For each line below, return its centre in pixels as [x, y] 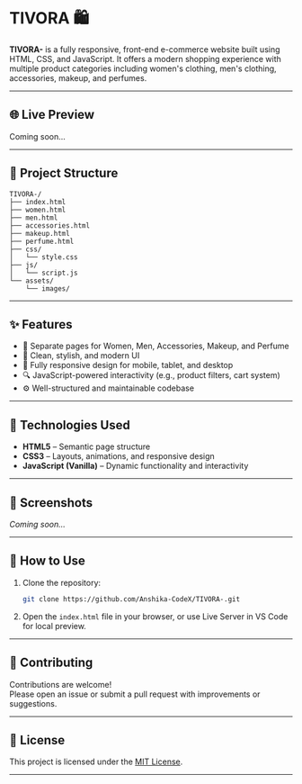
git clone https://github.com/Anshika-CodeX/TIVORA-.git [131, 599]
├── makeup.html [40, 233]
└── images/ [48, 288]
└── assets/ [31, 281]
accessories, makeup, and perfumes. [78, 77]
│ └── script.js [44, 273]
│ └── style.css [44, 257]
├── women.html [38, 210]
